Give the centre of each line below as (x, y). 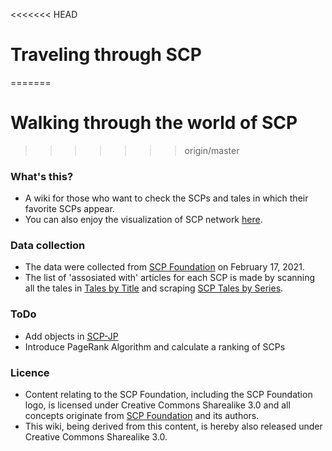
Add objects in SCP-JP (71, 336)
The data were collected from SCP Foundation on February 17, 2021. (164, 267)
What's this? (42, 176)
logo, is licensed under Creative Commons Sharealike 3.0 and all (157, 405)
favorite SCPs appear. (69, 209)
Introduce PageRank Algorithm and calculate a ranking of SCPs (155, 346)
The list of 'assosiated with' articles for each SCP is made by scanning (170, 278)
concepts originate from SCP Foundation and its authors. (142, 416)
